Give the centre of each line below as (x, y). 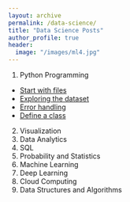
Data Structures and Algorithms (71, 190)
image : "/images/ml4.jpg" (58, 52)
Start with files (43, 90)
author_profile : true (44, 38)
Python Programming (54, 75)
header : (21, 45)
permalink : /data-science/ (52, 23)
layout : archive (35, 15)
